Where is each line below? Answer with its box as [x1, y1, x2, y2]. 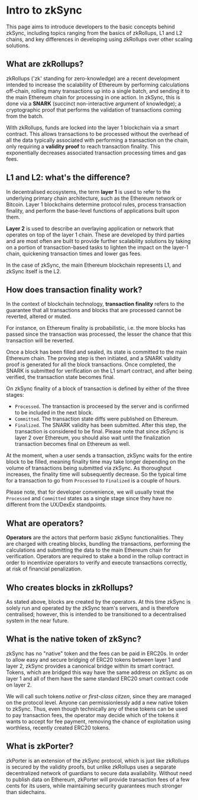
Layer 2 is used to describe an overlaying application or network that [6, 225, 174, 232]
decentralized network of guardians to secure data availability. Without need [6, 769, 192, 776]
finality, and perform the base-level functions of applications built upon [6, 207, 179, 214]
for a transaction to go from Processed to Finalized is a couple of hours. [6, 477, 181, 484]
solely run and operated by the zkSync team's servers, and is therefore [6, 604, 179, 611]
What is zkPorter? [6, 741, 74, 752]
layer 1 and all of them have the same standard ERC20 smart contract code [6, 675, 189, 682]
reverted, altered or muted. [6, 313, 72, 320]
